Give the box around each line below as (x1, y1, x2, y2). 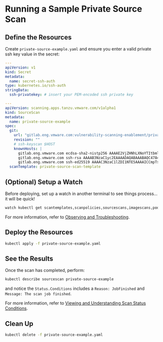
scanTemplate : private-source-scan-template (9, 164, 101, 169)
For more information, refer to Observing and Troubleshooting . (5, 214, 130, 220)
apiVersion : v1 (5, 65, 36, 70)
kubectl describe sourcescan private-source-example (5, 277, 114, 282)
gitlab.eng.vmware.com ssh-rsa (17, 155, 81, 160)
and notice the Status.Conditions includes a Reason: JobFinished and (5, 286, 145, 291)
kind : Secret (5, 70, 32, 74)
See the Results (5, 254, 53, 263)
